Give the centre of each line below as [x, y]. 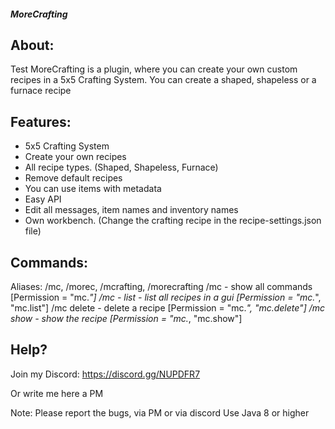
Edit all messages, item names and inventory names [131, 210]
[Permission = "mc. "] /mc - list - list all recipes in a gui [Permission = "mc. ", [166, 297]
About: [32, 45]
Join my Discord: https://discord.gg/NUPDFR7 [105, 374]
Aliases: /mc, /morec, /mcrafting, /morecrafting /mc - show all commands [161, 287]
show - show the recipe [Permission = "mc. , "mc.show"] [126, 319]
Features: [41, 121]
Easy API [43, 199]
